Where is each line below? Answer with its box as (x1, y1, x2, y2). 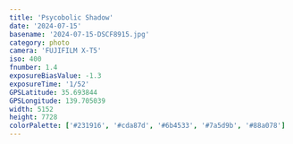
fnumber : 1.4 (9, 64, 58, 72)
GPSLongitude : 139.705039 (9, 96, 105, 106)
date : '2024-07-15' (9, 21, 82, 30)
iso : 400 (9, 55, 42, 64)
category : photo (9, 38, 70, 47)
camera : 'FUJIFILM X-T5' (9, 47, 102, 55)
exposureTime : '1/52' (9, 80, 90, 89)
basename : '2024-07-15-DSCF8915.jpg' (9, 30, 150, 38)
